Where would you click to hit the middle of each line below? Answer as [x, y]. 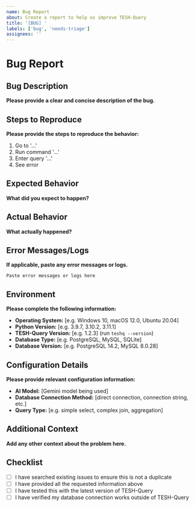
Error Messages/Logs [48, 250]
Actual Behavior [37, 217]
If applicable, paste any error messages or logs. [67, 265]
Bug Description [37, 86]
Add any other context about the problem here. [66, 443]
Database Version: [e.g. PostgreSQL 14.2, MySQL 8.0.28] [86, 346]
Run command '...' [37, 152]
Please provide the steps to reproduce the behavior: [73, 134]
